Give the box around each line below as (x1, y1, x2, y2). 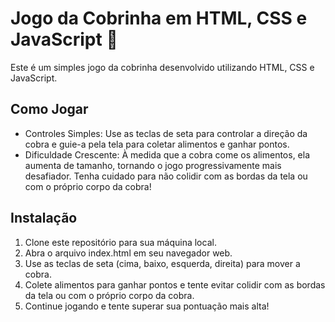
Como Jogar (10, 101, 89, 118)
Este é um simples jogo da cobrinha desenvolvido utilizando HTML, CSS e (10, 61, 315, 73)
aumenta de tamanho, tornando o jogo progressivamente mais (24, 159, 282, 171)
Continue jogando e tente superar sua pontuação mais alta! (24, 300, 270, 312)
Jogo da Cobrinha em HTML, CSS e (10, 7, 308, 30)
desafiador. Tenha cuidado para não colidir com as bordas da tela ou (24, 170, 308, 182)
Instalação (10, 210, 78, 227)
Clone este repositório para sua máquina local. (24, 236, 217, 248)
